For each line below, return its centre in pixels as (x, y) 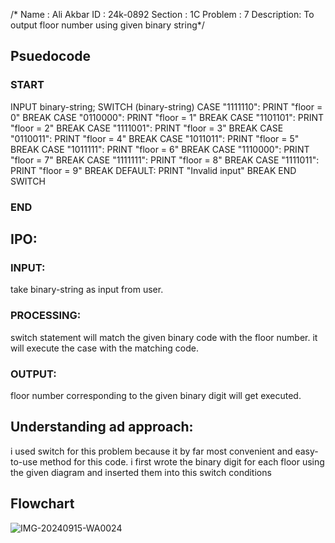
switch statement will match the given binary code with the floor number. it (164, 337)
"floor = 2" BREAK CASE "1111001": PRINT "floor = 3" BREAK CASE (147, 128)
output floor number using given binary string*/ (107, 25)
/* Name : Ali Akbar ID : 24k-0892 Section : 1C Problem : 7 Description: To (162, 14)
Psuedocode (51, 56)
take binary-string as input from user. (87, 290)
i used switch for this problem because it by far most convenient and (151, 451)
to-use (24, 461)
